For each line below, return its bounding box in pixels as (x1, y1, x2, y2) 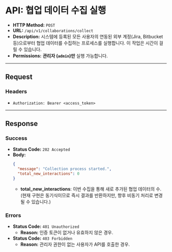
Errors (5, 212, 21, 219)
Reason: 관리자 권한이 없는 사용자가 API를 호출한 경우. (20, 241, 130, 247)
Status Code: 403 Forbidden (12, 235, 73, 241)
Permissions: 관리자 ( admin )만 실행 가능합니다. (12, 52, 108, 59)
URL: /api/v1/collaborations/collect (12, 27, 94, 33)
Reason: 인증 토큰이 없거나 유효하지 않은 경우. (20, 229, 114, 236)
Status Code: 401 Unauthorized (12, 223, 79, 229)
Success (5, 134, 28, 141)
